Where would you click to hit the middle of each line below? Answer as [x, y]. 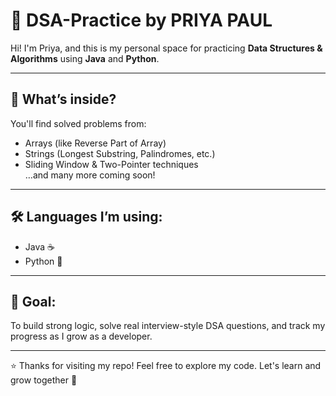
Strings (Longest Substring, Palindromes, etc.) [120, 153]
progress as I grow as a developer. [81, 336]
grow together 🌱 [44, 380]
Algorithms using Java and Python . [85, 58]
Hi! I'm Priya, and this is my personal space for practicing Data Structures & [166, 48]
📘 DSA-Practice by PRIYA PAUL [141, 20]
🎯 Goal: [33, 301]
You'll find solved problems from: [78, 123]
